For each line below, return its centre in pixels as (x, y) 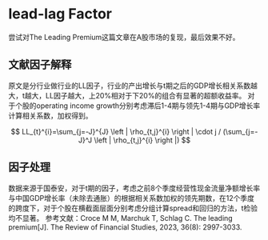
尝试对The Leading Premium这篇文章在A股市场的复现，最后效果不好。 (124, 37)
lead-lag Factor (60, 14)
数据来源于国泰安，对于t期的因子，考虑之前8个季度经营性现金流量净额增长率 (134, 188)
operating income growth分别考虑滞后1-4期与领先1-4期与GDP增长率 (148, 106)
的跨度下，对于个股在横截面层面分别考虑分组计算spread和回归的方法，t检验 (133, 208)
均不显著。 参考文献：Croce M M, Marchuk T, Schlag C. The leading (121, 218)
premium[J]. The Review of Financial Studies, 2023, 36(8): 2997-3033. (125, 227)
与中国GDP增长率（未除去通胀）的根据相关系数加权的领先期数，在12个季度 (131, 198)
